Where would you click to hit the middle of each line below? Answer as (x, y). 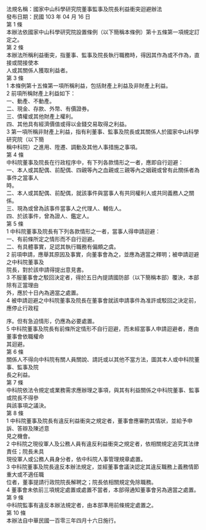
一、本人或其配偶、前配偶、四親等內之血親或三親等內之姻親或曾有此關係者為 (103, 170)
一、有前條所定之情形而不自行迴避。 (52, 239)
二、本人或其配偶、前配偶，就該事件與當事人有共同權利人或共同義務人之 (97, 193)
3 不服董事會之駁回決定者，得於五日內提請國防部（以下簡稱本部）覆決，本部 (103, 277)
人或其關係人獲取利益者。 (39, 70)
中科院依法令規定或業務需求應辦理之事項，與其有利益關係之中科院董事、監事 (103, 390)
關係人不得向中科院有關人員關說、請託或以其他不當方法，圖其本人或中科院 (100, 359)
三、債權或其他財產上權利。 (41, 116)
